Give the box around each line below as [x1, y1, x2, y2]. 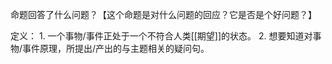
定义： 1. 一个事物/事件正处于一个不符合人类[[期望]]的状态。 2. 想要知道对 [10, 30, 313, 42]
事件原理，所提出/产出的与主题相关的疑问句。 [22, 43, 210, 54]
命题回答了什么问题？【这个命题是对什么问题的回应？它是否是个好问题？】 [10, 9, 317, 20]
